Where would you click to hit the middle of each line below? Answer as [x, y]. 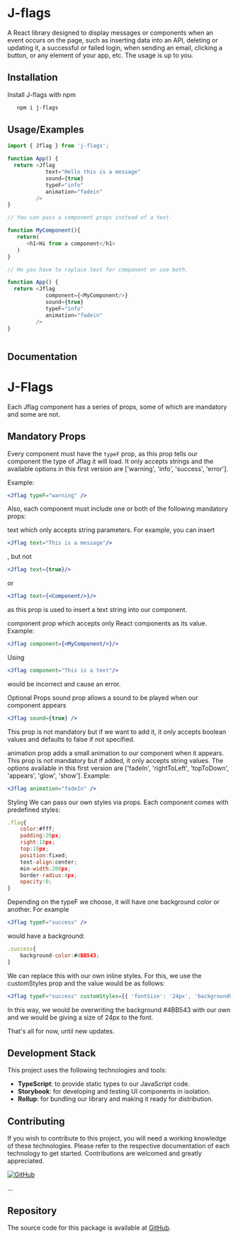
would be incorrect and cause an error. [64, 684]
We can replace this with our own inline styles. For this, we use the [104, 975]
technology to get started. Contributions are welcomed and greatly [104, 1153]
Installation [33, 78]
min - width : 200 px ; [46, 869]
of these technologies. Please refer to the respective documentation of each [119, 1146]
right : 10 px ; [38, 842]
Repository [32, 1210]
